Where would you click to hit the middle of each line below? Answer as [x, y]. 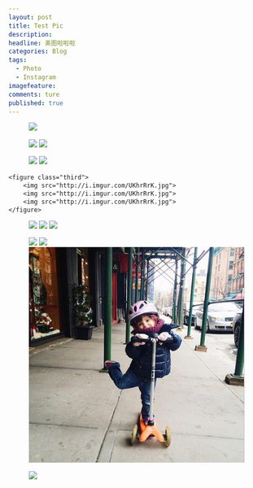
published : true [36, 103]
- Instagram [36, 77]
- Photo [29, 69]
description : [31, 34]
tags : [17, 60]
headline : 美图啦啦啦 [42, 43]
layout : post [31, 17]
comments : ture [34, 94]
